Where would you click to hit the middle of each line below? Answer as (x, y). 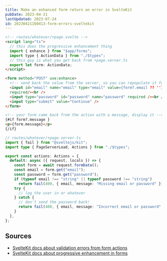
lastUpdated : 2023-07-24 (31, 19)
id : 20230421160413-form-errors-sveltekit (50, 24)
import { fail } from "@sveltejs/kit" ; (46, 142)
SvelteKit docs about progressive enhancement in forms (70, 253)
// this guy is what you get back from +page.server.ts (69, 60)
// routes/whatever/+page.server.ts (43, 138)
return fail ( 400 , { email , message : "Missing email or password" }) (91, 184)
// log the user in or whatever (52, 193)
